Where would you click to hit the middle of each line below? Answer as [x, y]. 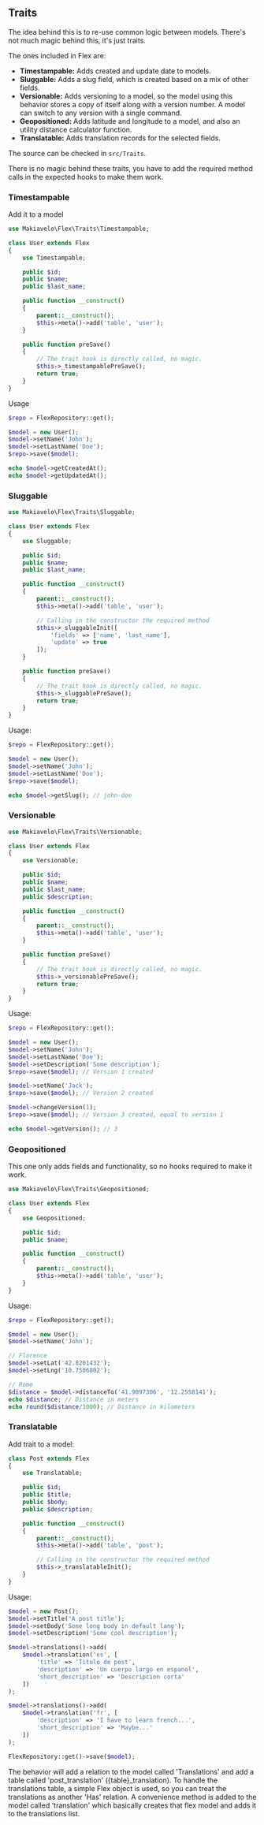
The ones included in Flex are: [57, 55]
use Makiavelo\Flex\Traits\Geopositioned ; [79, 1190]
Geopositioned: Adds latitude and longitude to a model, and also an [130, 121]
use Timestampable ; [54, 258]
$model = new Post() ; [44, 1611]
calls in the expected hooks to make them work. [86, 177]
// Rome [21, 1384]
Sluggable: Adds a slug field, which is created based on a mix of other [134, 79]
